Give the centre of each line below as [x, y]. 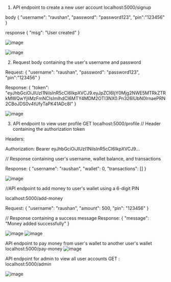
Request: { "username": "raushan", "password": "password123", [72, 72]
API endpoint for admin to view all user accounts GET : [63, 258]
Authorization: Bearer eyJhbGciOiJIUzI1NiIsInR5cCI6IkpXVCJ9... [73, 149]
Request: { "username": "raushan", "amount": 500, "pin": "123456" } [77, 208]
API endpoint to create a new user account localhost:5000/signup [82, 7]
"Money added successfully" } [38, 224]
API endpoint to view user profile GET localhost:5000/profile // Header [87, 124]
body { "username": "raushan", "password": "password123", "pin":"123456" [85, 17]
